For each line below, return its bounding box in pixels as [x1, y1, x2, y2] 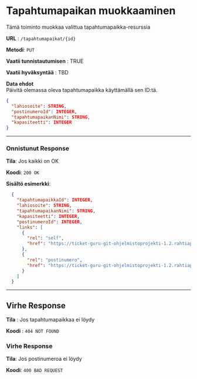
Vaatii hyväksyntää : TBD [6, 69, 69, 76]
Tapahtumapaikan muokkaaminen [6, 4, 176, 18]
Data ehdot [6, 80, 34, 87]
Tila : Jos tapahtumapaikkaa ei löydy [6, 316, 95, 323]
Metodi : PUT [6, 46, 35, 53]
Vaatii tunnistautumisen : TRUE [6, 57, 84, 64]
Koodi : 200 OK [6, 169, 40, 176]
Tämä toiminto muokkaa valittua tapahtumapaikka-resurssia [6, 23, 151, 30]
